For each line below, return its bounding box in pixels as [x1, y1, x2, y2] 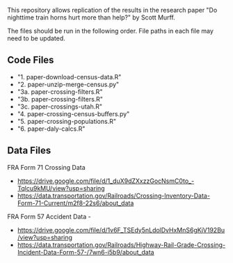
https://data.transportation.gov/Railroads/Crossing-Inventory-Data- [17, 191, 211, 200]
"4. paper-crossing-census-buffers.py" [17, 109, 130, 118]
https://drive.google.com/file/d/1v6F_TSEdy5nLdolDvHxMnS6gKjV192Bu [17, 225, 225, 234]
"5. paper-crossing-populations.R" [17, 117, 117, 125]
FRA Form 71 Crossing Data [7, 163, 86, 171]
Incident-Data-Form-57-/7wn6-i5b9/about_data [17, 248, 154, 256]
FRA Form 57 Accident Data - [7, 212, 92, 221]
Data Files [7, 145, 51, 157]
